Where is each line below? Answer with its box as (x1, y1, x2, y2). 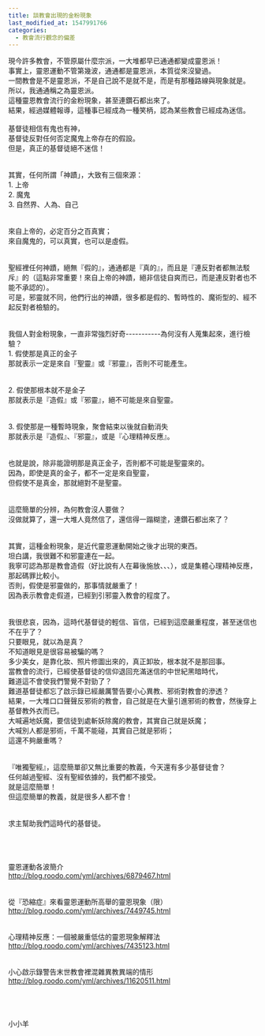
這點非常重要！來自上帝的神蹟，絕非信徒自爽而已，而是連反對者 (35, 273, 243, 283)
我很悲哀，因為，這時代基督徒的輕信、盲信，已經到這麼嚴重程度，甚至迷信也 (8, 617, 257, 627)
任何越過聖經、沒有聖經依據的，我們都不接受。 (8, 772, 160, 782)
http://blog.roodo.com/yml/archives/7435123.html (8, 941, 170, 951)
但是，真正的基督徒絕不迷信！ (8, 144, 105, 153)
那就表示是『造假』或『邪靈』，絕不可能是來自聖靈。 (8, 396, 177, 405)
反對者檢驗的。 (14, 302, 64, 312)
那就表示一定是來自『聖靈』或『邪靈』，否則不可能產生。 (8, 358, 192, 368)
